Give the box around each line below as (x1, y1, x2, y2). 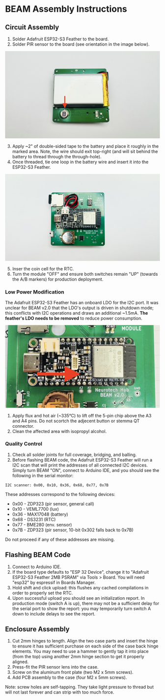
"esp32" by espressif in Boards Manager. (12, 579, 96, 585)
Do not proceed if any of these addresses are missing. (5, 536, 115, 542)
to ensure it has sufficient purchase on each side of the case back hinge (12, 643, 159, 649)
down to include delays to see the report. (12, 611, 96, 616)
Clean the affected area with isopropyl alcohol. (12, 428, 107, 434)
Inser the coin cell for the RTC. (12, 266, 74, 271)
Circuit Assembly (5, 23, 59, 31)
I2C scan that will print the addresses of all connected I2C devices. (12, 462, 148, 468)
